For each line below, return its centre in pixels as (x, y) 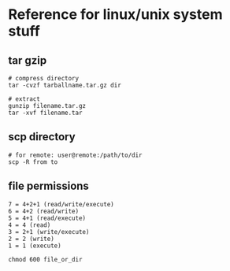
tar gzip (28, 60)
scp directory (42, 137)
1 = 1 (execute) (35, 246)
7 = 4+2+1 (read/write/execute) (61, 204)
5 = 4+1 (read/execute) (47, 218)
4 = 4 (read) (30, 225)
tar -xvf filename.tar (45, 113)
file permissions (48, 186)
